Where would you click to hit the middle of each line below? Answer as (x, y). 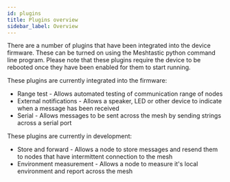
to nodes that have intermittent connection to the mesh (95, 157)
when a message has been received (68, 108)
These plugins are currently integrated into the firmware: (87, 81)
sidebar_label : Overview (43, 26)
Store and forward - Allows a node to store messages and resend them (117, 149)
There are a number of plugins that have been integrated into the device (109, 46)
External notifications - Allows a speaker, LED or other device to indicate (119, 101)
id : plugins (24, 13)
